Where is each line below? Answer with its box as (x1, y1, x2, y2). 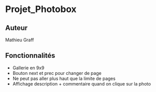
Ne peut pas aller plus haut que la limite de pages (12, 75, 116, 81)
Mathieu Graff (5, 37, 34, 43)
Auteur (5, 24, 28, 32)
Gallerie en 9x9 (12, 64, 44, 71)
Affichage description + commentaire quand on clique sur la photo (12, 80, 151, 86)
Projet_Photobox (5, 4, 77, 15)
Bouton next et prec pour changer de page (12, 70, 102, 76)
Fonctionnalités (5, 51, 56, 60)
